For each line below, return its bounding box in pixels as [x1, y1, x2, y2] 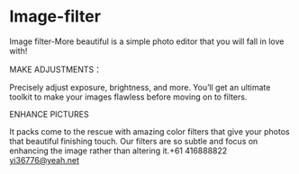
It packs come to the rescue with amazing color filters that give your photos [9, 126, 290, 136]
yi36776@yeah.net [9, 154, 79, 165]
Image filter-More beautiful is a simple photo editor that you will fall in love [9, 36, 285, 47]
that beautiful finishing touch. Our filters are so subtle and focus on [9, 135, 258, 146]
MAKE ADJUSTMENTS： [9, 64, 102, 74]
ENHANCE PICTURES [9, 109, 89, 119]
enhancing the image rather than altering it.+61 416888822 [9, 145, 228, 156]
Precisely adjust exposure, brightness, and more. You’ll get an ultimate [9, 82, 271, 92]
